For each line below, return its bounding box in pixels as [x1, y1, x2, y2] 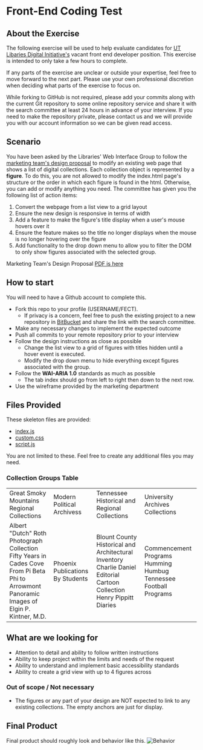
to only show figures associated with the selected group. [14, 248, 156, 255]
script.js [14, 441, 35, 448]
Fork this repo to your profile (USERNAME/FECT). [14, 305, 138, 312]
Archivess [53, 507, 82, 516]
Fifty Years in [9, 551, 47, 560]
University [144, 492, 173, 501]
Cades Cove [9, 559, 44, 567]
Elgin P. [9, 604, 31, 613]
